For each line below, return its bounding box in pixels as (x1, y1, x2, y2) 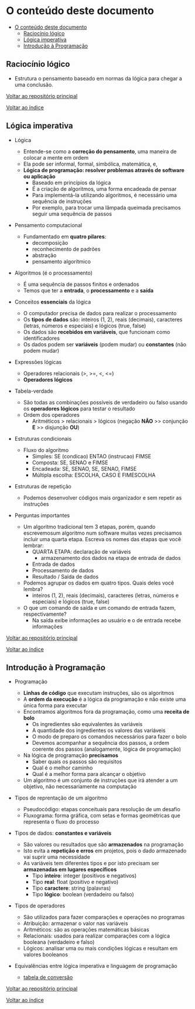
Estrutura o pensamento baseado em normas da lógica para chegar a (14, 75, 183, 82)
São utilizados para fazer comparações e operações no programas (23, 914, 185, 921)
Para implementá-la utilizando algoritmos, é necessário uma (32, 191, 177, 198)
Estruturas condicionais (14, 435, 72, 442)
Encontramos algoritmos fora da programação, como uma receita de (23, 708, 190, 716)
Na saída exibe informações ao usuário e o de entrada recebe (32, 616, 182, 623)
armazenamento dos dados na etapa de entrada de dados (40, 554, 181, 561)
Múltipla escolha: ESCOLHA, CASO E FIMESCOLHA (32, 471, 156, 478)
